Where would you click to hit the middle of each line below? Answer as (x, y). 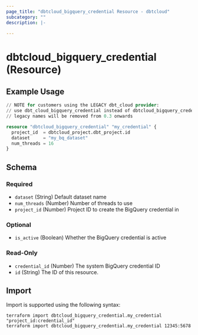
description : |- (26, 22)
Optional (19, 225)
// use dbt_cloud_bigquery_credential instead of (68, 111)
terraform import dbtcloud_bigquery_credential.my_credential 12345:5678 (99, 326)
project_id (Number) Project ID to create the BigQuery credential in (97, 209)
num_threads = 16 (33, 143)
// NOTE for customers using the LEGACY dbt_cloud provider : (83, 105)
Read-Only (22, 253)
